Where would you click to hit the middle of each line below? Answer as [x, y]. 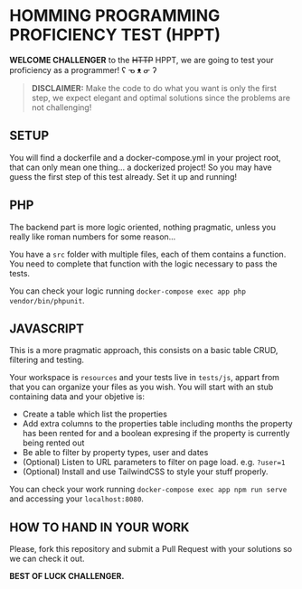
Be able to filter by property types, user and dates [115, 453]
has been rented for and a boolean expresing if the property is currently [156, 434]
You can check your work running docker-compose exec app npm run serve [148, 490]
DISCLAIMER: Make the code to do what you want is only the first [154, 88]
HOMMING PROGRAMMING [115, 16]
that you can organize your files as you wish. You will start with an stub [142, 387]
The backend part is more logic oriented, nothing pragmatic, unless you [143, 227]
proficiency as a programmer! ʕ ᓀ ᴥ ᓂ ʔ [83, 70]
